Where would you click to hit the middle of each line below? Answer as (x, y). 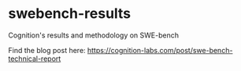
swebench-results (70, 14)
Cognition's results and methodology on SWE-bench (94, 35)
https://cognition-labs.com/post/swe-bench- (160, 50)
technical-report (35, 59)
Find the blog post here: (47, 50)
